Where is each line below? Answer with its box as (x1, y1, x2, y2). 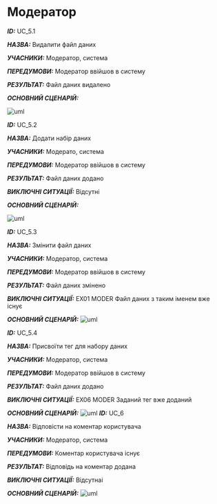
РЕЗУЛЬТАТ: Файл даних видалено (7, 80, 111, 88)
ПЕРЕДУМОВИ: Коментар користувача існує (7, 449, 141, 457)
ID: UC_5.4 (7, 329, 38, 337)
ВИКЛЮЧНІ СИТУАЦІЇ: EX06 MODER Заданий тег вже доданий (7, 395, 192, 404)
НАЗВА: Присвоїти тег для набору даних (7, 342, 128, 350)
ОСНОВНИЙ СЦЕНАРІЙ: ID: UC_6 (7, 409, 124, 417)
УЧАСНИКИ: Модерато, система (7, 147, 105, 155)
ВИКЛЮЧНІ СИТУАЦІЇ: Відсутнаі (7, 476, 103, 484)
